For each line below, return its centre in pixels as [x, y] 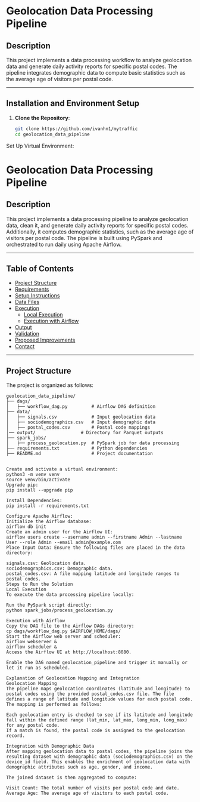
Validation [27, 334]
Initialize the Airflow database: [49, 522]
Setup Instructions [37, 296]
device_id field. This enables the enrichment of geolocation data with [98, 762]
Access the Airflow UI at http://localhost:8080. [69, 652]
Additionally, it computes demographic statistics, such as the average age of [100, 232]
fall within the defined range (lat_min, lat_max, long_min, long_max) [97, 720]
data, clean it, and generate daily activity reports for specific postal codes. [97, 225]
